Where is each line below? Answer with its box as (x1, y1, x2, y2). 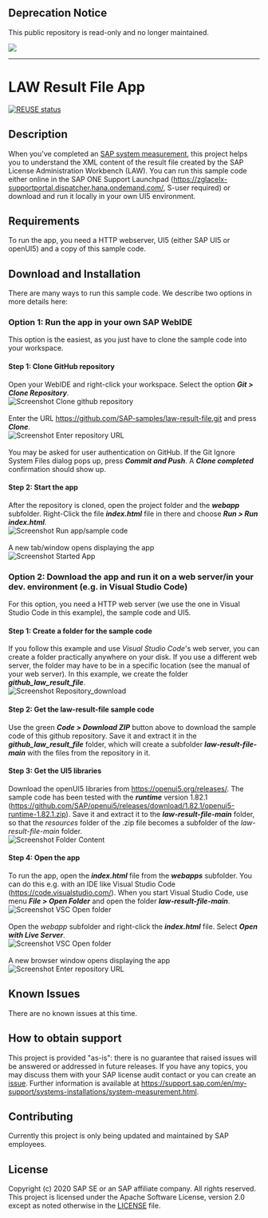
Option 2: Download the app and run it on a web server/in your (8, 571, 254, 582)
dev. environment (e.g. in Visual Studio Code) (8, 581, 188, 592)
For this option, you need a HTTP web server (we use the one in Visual (8, 599, 241, 609)
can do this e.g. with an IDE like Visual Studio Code (8, 879, 176, 889)
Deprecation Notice (8, 6, 108, 20)
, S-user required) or (163, 183, 231, 192)
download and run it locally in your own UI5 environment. (8, 191, 196, 200)
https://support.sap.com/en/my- (140, 1078, 247, 1088)
